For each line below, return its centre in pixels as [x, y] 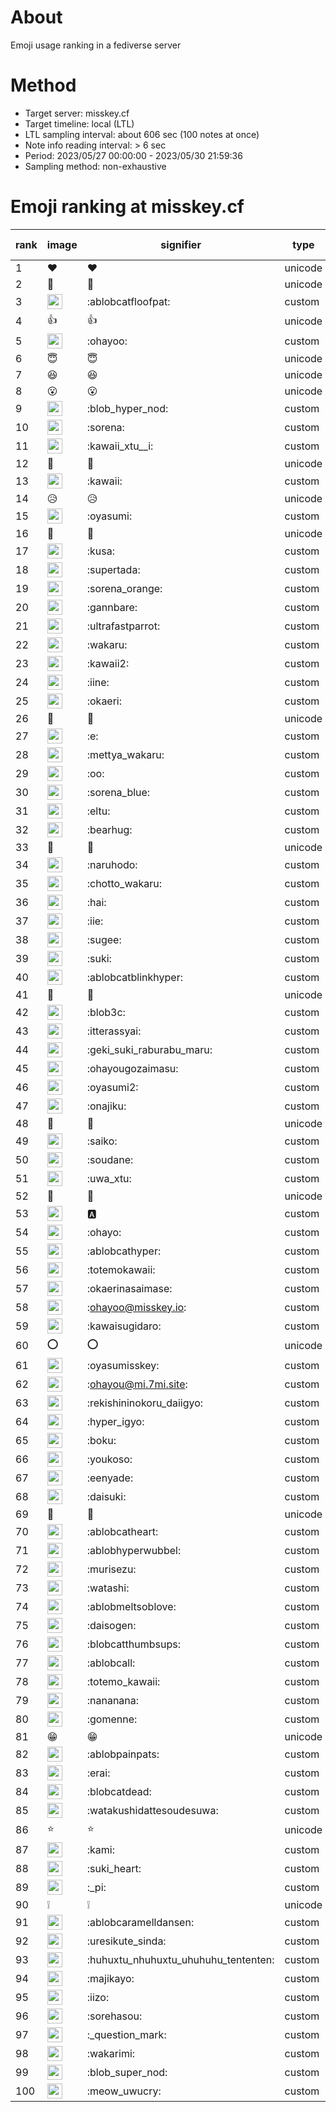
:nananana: [113, 1700]
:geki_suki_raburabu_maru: [149, 1049]
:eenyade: [110, 1478]
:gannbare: [112, 607]
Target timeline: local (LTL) [79, 123]
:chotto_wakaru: [124, 883]
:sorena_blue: [118, 792]
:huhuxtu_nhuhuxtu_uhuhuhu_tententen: [180, 1959]
